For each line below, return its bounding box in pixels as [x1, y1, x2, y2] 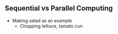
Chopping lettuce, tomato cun [19, 23, 83, 29]
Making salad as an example [12, 17, 73, 23]
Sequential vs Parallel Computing [5, 4, 113, 13]
